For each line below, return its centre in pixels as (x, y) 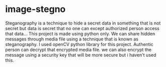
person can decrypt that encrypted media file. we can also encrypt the (78, 49)
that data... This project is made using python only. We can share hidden (80, 33)
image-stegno (35, 9)
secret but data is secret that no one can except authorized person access (82, 28)
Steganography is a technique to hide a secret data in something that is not (83, 23)
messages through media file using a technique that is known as (72, 39)
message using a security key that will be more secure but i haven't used (81, 55)
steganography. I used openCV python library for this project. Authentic (79, 44)
